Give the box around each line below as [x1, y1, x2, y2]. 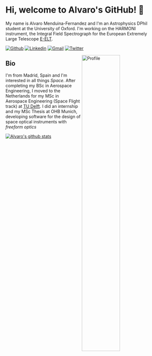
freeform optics [5, 124, 37, 130]
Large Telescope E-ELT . [5, 36, 53, 42]
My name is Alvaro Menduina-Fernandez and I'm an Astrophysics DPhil [5, 20, 148, 26]
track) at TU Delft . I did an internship [5, 103, 78, 109]
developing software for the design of [5, 114, 81, 119]
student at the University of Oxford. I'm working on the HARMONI [5, 25, 136, 31]
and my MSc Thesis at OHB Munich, [5, 108, 78, 114]
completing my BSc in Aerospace [5, 83, 72, 88]
